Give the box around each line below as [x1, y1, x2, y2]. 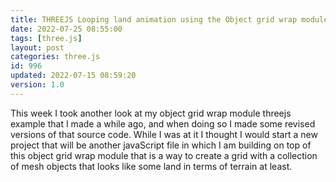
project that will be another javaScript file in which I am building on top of [10, 139, 312, 151]
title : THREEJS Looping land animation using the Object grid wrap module [10, 14, 329, 25]
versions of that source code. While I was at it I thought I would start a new [10, 128, 318, 140]
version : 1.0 [10, 80, 65, 90]
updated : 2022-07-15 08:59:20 [10, 71, 137, 81]
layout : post [10, 42, 65, 53]
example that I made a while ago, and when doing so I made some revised [10, 117, 316, 130]
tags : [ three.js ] [10, 33, 83, 43]
